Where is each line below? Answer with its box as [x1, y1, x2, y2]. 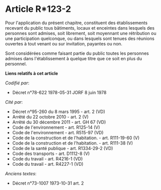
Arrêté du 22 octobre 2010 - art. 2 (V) [12, 114, 89, 119]
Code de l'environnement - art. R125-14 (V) [12, 124, 100, 130]
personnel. [5, 61, 27, 67]
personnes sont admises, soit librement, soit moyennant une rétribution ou [5, 30, 157, 36]
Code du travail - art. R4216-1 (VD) [12, 155, 83, 161]
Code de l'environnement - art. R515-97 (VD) [12, 129, 104, 135]
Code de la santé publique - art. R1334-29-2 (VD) [12, 145, 114, 151]
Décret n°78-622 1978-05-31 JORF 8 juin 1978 [12, 89, 107, 95]
